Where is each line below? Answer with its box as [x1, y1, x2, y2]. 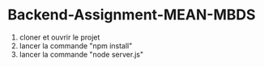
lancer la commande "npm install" [19, 40, 133, 50]
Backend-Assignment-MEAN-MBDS [7, 6, 256, 24]
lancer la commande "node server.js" [19, 49, 143, 59]
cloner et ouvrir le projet [19, 32, 100, 42]
